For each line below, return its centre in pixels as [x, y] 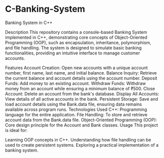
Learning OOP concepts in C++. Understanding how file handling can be [78, 140]
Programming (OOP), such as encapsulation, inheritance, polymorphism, [78, 42]
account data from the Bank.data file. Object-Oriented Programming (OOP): [81, 120]
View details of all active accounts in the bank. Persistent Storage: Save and [82, 99]
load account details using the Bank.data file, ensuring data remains [73, 104]
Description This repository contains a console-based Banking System [76, 32]
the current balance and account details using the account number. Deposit [81, 78]
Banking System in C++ [29, 23]
